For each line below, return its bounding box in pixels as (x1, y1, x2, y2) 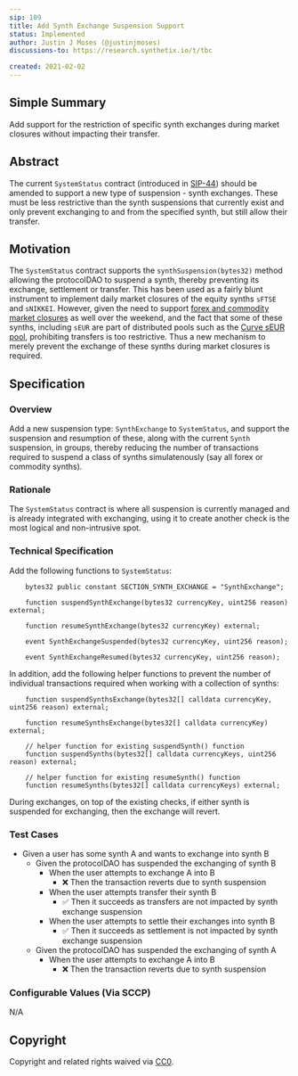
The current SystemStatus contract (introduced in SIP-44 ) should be (9, 177, 258, 188)
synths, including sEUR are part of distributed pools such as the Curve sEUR (9, 322, 286, 333)
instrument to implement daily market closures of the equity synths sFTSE (9, 293, 277, 304)
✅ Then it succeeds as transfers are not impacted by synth (61, 897, 278, 908)
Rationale (9, 483, 52, 496)
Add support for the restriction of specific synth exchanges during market (9, 119, 280, 129)
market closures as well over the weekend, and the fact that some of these (9, 313, 283, 324)
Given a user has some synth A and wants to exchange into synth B (21, 849, 270, 859)
